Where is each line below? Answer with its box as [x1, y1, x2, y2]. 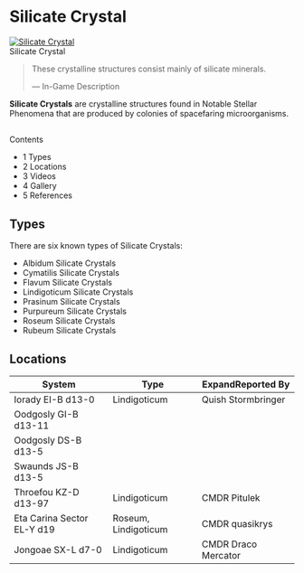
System [42, 378, 76, 390]
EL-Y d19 [14, 522, 56, 535]
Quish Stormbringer [202, 393, 286, 406]
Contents [9, 134, 43, 146]
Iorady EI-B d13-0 [14, 393, 95, 406]
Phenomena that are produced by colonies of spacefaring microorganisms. [9, 108, 290, 118]
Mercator [202, 549, 242, 561]
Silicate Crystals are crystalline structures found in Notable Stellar [9, 98, 258, 109]
